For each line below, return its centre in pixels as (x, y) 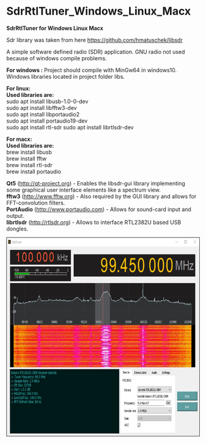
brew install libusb (29, 152)
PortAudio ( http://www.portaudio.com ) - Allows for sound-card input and (99, 209)
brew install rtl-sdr (30, 165)
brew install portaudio (34, 171)
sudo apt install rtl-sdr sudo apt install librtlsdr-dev (70, 127)
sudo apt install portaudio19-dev (47, 121)
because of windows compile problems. (57, 58)
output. (15, 215)
